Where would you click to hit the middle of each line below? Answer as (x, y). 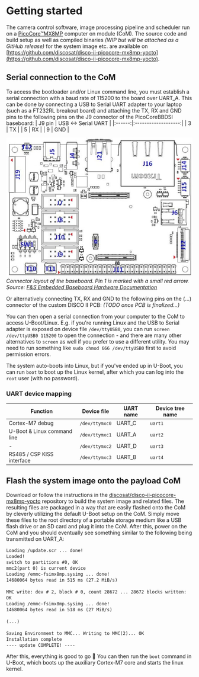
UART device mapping (39, 394)
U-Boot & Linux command (41, 431)
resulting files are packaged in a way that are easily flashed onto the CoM (96, 508)
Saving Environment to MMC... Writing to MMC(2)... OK (75, 634)
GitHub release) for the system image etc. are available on (77, 46)
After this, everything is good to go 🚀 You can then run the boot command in (99, 656)
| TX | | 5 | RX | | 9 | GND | (38, 129)
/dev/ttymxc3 (96, 458)
